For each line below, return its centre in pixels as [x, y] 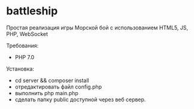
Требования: [22, 46]
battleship [32, 11]
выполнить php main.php [47, 93]
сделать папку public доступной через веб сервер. [80, 99]
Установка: [20, 69]
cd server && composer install [52, 80]
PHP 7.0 [25, 57]
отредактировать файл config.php [58, 87]
